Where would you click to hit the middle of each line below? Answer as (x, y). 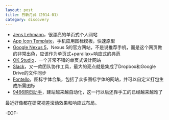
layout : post (19, 10)
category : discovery (27, 19)
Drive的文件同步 (30, 73)
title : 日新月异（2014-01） (33, 15)
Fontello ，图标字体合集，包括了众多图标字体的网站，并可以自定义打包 (86, 79)
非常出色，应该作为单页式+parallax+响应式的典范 (69, 54)
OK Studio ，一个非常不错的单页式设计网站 (57, 60)
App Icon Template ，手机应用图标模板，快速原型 (64, 41)
